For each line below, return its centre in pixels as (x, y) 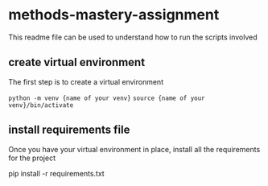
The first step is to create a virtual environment (86, 81)
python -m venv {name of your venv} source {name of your (107, 98)
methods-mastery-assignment (114, 15)
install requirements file (69, 130)
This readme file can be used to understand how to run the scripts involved (133, 37)
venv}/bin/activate (41, 105)
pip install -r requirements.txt (56, 173)
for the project (32, 158)
